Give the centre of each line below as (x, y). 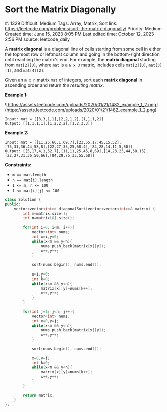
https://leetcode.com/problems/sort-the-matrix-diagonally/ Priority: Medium (83, 28)
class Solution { (23, 199)
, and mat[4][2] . (28, 70)
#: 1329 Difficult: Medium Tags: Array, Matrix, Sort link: (61, 23)
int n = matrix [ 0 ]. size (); (49, 218)
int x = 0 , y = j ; (45, 321)
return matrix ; (39, 395)
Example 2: (17, 133)
